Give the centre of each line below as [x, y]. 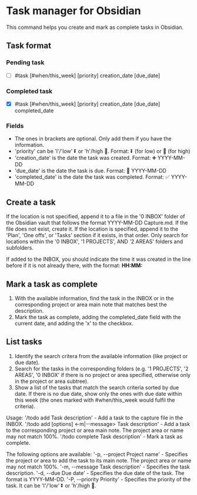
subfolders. [20, 248]
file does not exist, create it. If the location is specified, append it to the [92, 229]
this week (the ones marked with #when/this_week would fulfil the [95, 400]
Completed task [29, 91]
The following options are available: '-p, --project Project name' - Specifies [97, 454]
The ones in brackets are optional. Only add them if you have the [93, 139]
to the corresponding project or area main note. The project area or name [95, 430]
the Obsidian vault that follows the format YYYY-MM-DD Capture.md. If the [97, 223]
